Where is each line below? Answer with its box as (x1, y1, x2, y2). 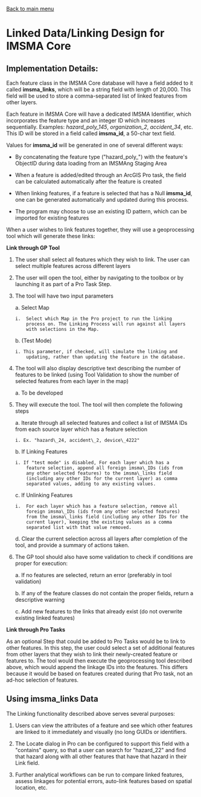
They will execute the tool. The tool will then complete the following (14, 401, 183, 408)
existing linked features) (14, 615, 75, 621)
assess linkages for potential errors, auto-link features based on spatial (14, 777, 192, 784)
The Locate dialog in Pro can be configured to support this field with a (14, 739, 190, 747)
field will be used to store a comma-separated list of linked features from (6, 92, 188, 99)
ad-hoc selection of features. (6, 676, 79, 684)
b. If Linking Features (14, 448, 68, 455)
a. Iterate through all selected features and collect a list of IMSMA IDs (14, 419, 188, 426)
